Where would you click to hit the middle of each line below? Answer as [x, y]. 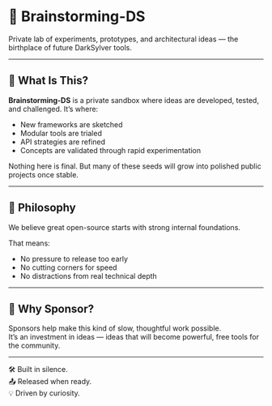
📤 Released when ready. [50, 382]
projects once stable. [44, 174]
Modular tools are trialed [61, 133]
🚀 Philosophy [42, 208]
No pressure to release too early [74, 259]
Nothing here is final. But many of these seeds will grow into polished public [135, 166]
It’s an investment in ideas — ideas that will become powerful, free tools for [134, 337]
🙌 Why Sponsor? [51, 308]
